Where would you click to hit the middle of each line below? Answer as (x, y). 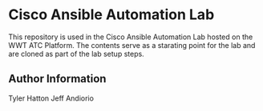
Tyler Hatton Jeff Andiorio (51, 98)
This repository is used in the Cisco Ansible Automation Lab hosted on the (131, 37)
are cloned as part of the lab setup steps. (76, 54)
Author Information (57, 79)
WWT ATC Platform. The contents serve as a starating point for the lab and (132, 45)
